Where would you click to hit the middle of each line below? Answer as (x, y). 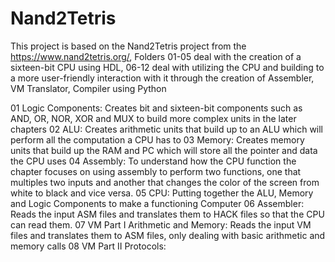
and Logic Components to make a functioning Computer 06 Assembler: (157, 203)
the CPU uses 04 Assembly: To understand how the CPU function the (153, 161)
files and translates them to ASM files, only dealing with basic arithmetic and (168, 235)
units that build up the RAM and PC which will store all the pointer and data (164, 150)
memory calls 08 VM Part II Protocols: (88, 246)
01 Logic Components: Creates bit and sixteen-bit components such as (156, 108)
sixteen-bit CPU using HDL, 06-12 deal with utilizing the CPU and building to (167, 67)
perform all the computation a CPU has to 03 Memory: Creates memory (157, 139)
